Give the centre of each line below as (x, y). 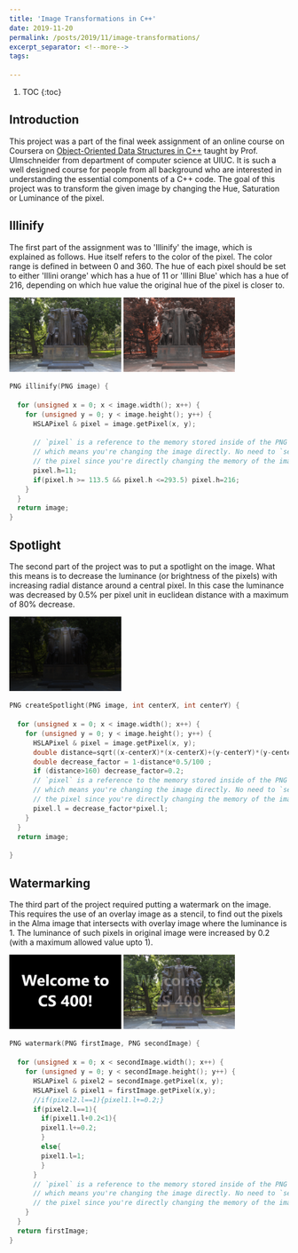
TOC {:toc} (42, 92)
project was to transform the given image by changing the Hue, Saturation (145, 188)
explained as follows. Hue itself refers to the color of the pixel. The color (141, 257)
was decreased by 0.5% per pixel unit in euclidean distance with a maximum (149, 594)
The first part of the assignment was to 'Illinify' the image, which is (131, 247)
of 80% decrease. (42, 604)
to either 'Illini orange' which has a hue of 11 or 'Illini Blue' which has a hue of (149, 275)
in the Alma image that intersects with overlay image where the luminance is (148, 924)
